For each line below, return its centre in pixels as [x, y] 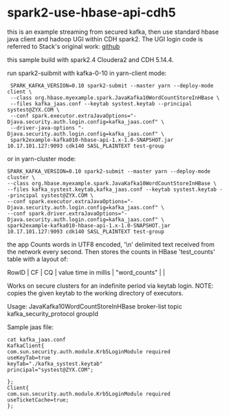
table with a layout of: [38, 259]
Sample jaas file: [30, 327]
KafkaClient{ [26, 346]
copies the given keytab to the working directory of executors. [95, 293]
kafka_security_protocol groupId [53, 313]
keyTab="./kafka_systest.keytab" [55, 364]
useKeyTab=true [29, 357]
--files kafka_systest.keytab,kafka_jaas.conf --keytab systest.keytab [112, 189]
